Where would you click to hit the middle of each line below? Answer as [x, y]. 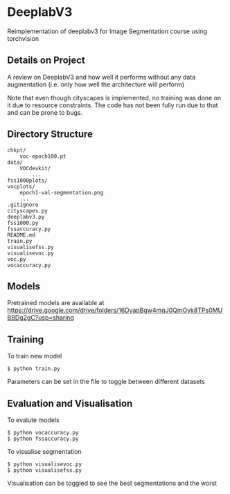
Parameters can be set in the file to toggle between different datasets [106, 382]
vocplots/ [21, 186]
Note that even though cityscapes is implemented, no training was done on [114, 98]
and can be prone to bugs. [45, 112]
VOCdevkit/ [35, 168]
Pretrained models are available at [56, 303]
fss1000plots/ [28, 181]
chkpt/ [17, 150]
